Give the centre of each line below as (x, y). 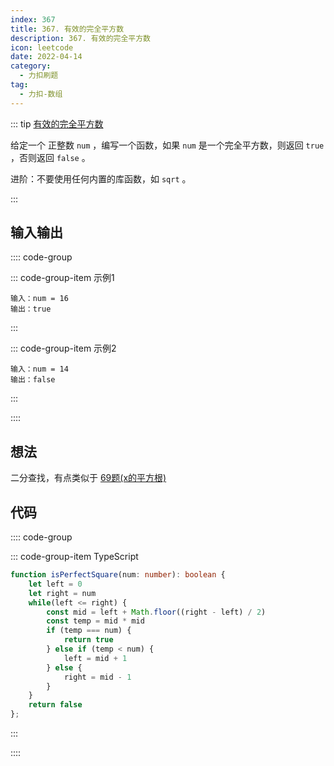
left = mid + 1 (95, 658)
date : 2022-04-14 (46, 57)
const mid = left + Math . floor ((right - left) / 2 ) (156, 612)
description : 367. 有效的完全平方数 (80, 38)
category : (31, 66)
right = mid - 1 (97, 677)
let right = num (62, 593)
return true (88, 640)
